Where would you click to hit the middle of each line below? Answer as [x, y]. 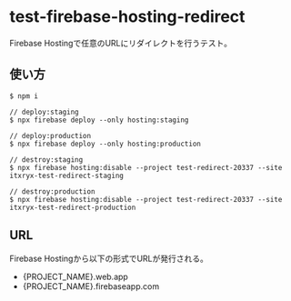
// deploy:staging [44, 112]
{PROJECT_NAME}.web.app [75, 276]
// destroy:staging [46, 160]
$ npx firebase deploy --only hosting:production [105, 144]
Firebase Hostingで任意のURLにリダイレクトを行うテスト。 [120, 43]
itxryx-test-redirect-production [73, 207]
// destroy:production [52, 191]
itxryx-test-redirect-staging [67, 176]
